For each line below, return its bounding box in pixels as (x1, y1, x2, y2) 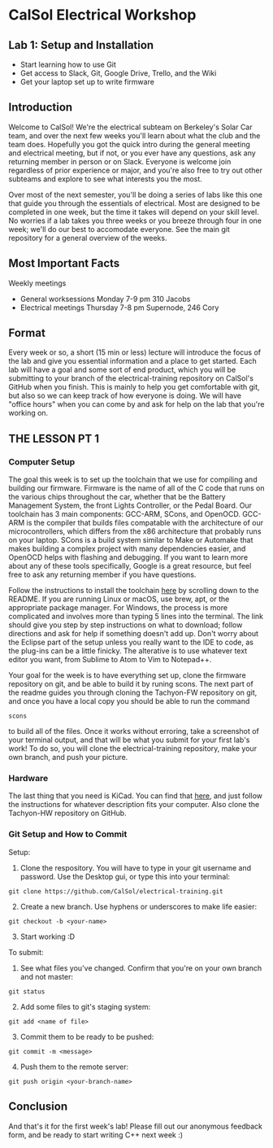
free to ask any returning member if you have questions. (8, 570, 197, 579)
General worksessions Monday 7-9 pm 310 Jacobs (19, 294, 191, 303)
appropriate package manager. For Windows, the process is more (8, 603, 228, 613)
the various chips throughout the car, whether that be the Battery (8, 492, 226, 502)
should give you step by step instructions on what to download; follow (8, 620, 243, 630)
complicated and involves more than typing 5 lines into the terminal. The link (8, 612, 264, 622)
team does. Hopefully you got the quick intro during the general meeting (8, 139, 250, 149)
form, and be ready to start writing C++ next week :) (8, 1129, 184, 1140)
